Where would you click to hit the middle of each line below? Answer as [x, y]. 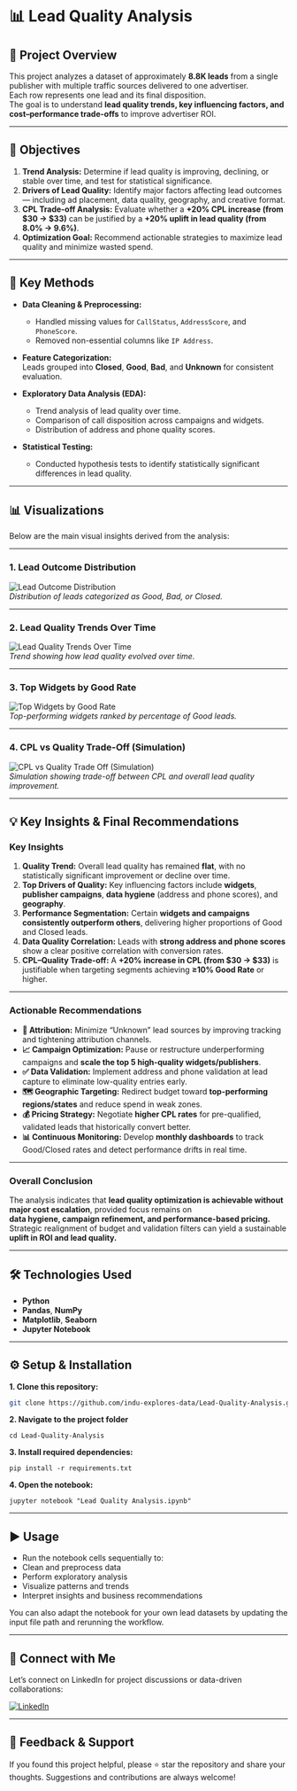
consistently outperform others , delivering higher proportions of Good [152, 923]
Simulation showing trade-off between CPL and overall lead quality [132, 776]
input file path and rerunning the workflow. [87, 1623]
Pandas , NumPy [52, 1310]
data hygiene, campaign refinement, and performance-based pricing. [140, 1219]
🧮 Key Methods [52, 283]
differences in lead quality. [84, 473]
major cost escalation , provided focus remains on [101, 1209]
